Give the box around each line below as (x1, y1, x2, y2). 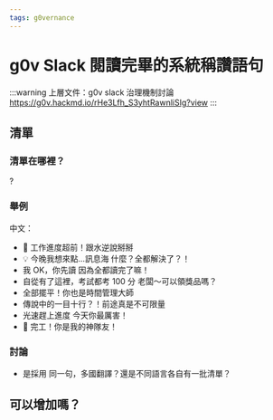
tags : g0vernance (9, 13, 75, 23)
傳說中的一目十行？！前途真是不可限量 (22, 298, 165, 309)
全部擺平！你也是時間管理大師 (22, 287, 134, 298)
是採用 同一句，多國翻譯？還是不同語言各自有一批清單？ (22, 367, 231, 378)
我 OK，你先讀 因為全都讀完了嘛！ (22, 264, 150, 275)
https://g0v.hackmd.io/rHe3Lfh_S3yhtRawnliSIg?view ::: (9, 97, 218, 108)
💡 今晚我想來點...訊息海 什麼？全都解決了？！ (22, 253, 191, 263)
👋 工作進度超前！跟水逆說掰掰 (22, 242, 134, 253)
